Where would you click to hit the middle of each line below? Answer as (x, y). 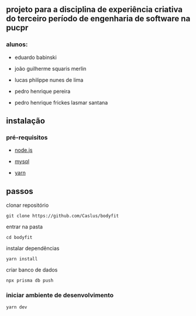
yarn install (22, 259)
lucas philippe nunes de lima (49, 80)
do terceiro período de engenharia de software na (98, 19)
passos (20, 191)
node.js (24, 150)
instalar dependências (33, 248)
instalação (26, 121)
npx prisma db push (30, 281)
